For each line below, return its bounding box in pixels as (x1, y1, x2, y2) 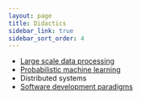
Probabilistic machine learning (19, 65, 121, 75)
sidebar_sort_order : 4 (8, 34, 85, 43)
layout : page (8, 11, 52, 20)
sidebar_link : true (8, 27, 74, 35)
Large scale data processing (19, 56, 115, 66)
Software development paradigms (19, 82, 133, 92)
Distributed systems (19, 73, 87, 83)
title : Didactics (8, 19, 67, 27)
